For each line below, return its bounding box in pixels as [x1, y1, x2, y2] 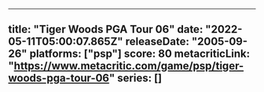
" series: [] [108, 72, 163, 85]
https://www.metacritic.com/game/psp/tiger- [13, 59, 244, 73]
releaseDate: [125, 35, 190, 48]
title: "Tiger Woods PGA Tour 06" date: [8, 23, 203, 36]
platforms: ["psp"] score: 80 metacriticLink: [29, 48, 251, 61]
